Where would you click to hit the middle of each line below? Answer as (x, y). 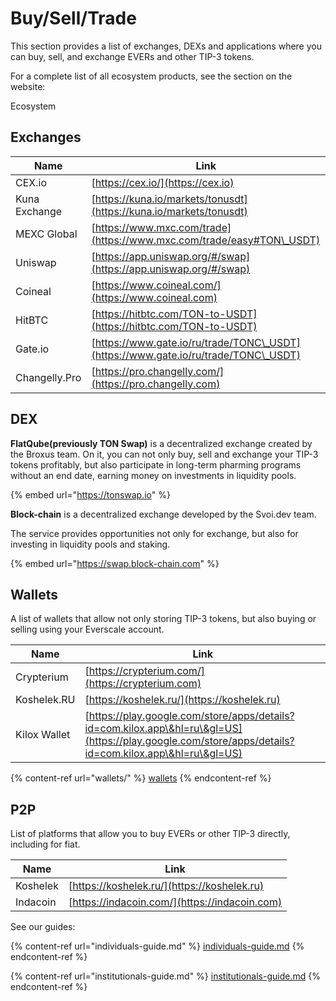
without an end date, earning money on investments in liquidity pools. (153, 475)
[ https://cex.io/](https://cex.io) (163, 182)
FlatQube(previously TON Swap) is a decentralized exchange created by (161, 443)
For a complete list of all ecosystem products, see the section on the (151, 76)
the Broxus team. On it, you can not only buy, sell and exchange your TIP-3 (164, 454)
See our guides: (43, 927)
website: (28, 86)
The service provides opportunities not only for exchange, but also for (154, 533)
